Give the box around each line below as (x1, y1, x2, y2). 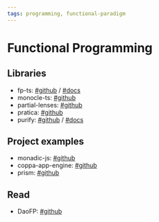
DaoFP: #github (17, 207, 62, 216)
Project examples (7, 136, 85, 148)
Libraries (7, 67, 47, 80)
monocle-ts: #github (17, 93, 76, 101)
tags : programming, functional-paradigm (7, 10, 126, 17)
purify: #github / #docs (17, 115, 84, 123)
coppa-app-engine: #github (17, 161, 97, 170)
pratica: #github (17, 108, 64, 117)
